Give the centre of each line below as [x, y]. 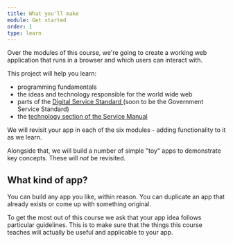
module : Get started [37, 20]
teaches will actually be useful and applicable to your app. [90, 233]
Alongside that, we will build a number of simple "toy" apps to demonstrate [114, 151]
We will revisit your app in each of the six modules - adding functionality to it [116, 130]
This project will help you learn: [52, 74]
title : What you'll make [43, 14]
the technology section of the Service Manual [82, 117]
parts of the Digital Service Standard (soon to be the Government [110, 102]
